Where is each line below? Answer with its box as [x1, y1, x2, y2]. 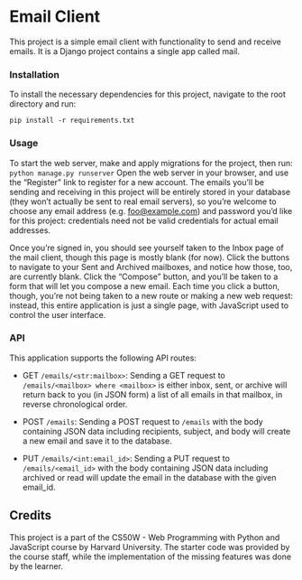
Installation [9, 68, 60, 80]
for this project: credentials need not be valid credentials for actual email [9, 215, 279, 226]
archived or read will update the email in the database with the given [22, 472, 277, 482]
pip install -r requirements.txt [9, 116, 135, 126]
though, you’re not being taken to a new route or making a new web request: [9, 290, 294, 301]
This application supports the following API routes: [9, 352, 197, 363]
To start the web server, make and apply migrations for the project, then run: [9, 157, 293, 168]
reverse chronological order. [22, 398, 128, 409]
